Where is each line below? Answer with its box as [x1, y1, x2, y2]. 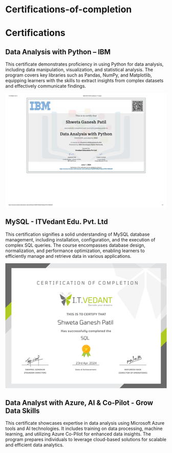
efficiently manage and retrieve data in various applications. [5, 253, 132, 259]
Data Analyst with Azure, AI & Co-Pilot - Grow [5, 398, 154, 407]
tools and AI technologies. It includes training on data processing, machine [5, 425, 163, 431]
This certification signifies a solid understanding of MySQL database [5, 231, 150, 237]
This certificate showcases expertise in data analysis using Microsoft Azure [5, 420, 165, 426]
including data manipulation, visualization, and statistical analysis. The [5, 67, 154, 73]
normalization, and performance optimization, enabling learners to [5, 248, 145, 254]
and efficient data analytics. [5, 442, 64, 448]
